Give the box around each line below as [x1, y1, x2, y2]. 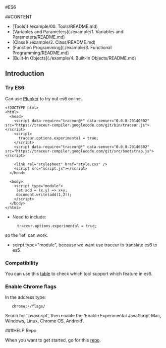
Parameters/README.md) [12, 34, 65, 40]
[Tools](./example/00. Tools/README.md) [12, 23, 98, 29]
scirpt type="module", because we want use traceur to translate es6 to [12, 242, 158, 248]
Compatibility [5, 259, 39, 266]
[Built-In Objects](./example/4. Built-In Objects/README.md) [12, 55, 136, 61]
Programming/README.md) [12, 50, 69, 56]
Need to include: [12, 213, 47, 220]
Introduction [5, 70, 45, 78]
